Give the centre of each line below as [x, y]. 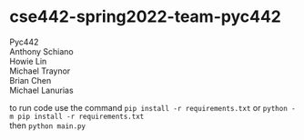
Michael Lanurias [42, 90]
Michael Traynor [40, 71]
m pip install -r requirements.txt [77, 116]
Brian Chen [30, 80]
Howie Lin [28, 61]
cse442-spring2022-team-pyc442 [146, 17]
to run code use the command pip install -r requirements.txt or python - [152, 107]
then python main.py [48, 125]
